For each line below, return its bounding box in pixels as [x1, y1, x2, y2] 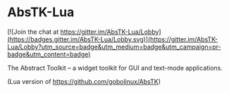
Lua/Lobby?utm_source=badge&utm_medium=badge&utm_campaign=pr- [7, 42, 221, 51]
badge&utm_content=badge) [7, 50, 91, 58]
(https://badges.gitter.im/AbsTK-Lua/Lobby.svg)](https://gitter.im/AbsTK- [7, 35, 218, 43]
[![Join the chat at [7, 27, 59, 36]
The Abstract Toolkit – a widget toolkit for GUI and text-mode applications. [7, 63, 223, 72]
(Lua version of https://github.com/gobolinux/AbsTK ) [7, 77, 161, 85]
